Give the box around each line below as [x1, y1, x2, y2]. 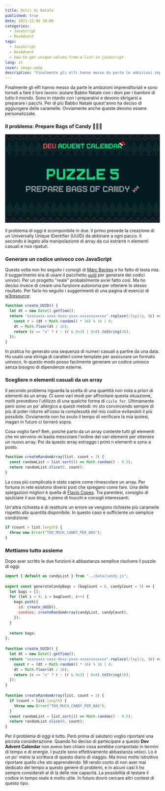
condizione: [5, 515, 29, 520]
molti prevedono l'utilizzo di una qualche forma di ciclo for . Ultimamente [5, 398, 154, 404]
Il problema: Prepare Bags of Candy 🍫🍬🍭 [5, 123, 103, 130]
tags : [5, 39, 16, 44]
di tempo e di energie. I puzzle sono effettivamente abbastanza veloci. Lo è [5, 749, 157, 755]
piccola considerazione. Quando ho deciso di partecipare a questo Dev [5, 738, 149, 744]
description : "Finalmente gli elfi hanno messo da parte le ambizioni [5, 70, 153, 75]
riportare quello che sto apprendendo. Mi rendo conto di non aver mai [5, 759, 146, 765]
